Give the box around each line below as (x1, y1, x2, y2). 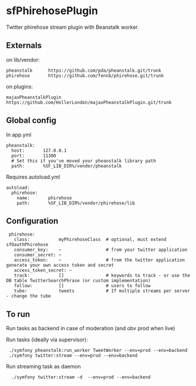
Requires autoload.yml (6, 173, 60, 180)
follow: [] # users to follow (13, 283, 151, 289)
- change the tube (6, 293, 51, 299)
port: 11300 (11, 153, 57, 159)
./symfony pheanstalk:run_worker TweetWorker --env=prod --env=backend (8, 348, 188, 354)
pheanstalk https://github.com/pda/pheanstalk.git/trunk (6, 68, 161, 73)
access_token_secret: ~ (13, 267, 72, 274)
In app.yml (6, 131, 32, 138)
